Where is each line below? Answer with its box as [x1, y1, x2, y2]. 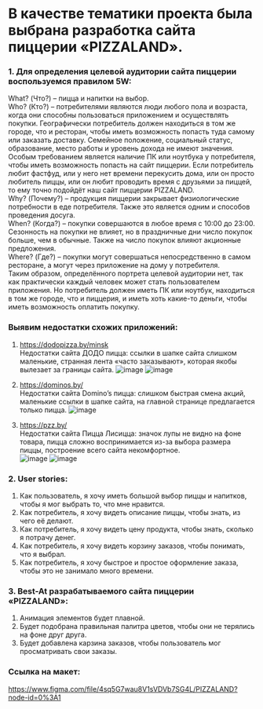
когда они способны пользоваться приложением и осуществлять [8, 111, 229, 120]
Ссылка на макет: [8, 667, 81, 678]
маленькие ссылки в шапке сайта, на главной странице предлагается [19, 397, 255, 406]
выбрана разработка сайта [8, 21, 196, 39]
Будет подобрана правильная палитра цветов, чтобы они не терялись [19, 622, 255, 631]
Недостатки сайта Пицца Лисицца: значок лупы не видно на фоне [19, 429, 242, 438]
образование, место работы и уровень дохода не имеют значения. [8, 144, 234, 153]
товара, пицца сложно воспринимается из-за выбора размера [19, 437, 232, 446]
